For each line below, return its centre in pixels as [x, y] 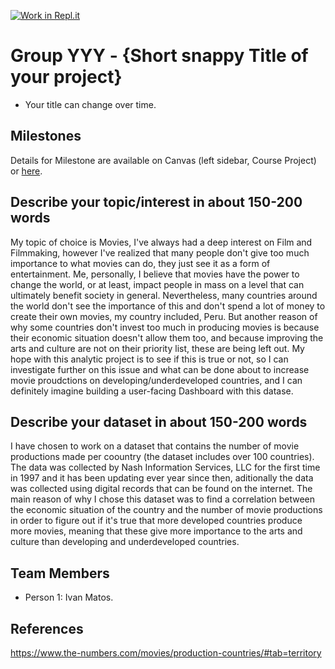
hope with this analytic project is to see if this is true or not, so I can [149, 359]
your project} [66, 77]
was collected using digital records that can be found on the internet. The [161, 489]
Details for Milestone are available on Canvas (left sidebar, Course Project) [163, 160]
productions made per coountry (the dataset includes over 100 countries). [162, 457]
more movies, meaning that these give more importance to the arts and [156, 531]
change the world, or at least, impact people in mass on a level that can [157, 284]
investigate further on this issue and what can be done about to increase [160, 369]
